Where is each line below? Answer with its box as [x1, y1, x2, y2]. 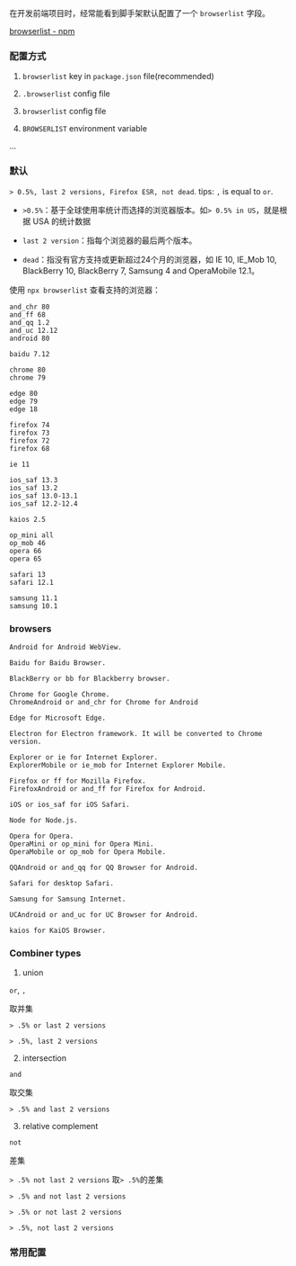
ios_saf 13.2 [9, 483, 58, 492]
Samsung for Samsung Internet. [9, 894, 126, 903]
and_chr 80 [9, 302, 50, 311]
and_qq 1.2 [9, 318, 50, 327]
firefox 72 [9, 435, 50, 445]
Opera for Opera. [9, 831, 74, 840]
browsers [9, 622, 52, 634]
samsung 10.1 [9, 601, 58, 610]
